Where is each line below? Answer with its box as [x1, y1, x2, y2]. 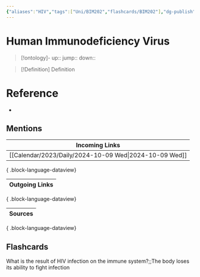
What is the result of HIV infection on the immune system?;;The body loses [6, 257, 189, 265]
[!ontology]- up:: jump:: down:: [20, 54, 96, 61]
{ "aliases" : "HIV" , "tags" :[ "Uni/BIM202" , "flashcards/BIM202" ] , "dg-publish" [6, 8, 196, 15]
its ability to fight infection [6, 264, 70, 271]
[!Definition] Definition [20, 66, 76, 73]
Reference [6, 86, 58, 100]
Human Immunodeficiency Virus [6, 34, 170, 48]
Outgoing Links [9, 180, 54, 189]
